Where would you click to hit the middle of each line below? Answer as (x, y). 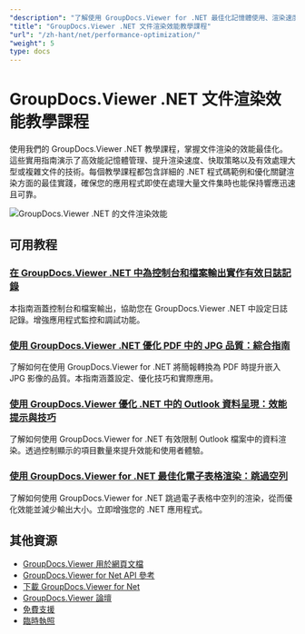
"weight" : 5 (32, 43)
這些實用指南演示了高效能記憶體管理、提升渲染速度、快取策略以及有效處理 (148, 161)
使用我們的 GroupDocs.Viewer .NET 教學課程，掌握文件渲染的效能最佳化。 (149, 149)
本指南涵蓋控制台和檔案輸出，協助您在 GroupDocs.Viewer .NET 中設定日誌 (149, 308)
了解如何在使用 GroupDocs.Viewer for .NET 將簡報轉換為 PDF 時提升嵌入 (145, 367)
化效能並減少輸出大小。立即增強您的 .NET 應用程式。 (108, 509)
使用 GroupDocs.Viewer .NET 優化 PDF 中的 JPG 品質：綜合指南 (150, 345)
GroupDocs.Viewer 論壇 (67, 598)
